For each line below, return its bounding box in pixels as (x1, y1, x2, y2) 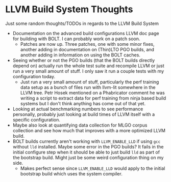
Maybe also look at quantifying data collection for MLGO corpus (12, 122, 148, 128)
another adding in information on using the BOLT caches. (20, 52, 140, 58)
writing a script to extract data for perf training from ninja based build (20, 95, 166, 101)
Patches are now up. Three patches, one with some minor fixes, (20, 41, 155, 47)
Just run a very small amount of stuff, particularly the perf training (20, 79, 159, 85)
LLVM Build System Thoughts (5, 4, 133, 15)
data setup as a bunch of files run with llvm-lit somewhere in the (20, 84, 156, 90)
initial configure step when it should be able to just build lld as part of (12, 149, 160, 155)
